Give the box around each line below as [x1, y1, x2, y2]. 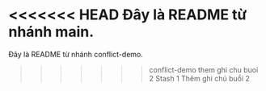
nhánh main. [8, 23, 95, 41]
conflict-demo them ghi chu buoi [149, 64, 259, 74]
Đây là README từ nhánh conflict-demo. [8, 49, 144, 59]
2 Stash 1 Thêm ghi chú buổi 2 [149, 73, 251, 83]
